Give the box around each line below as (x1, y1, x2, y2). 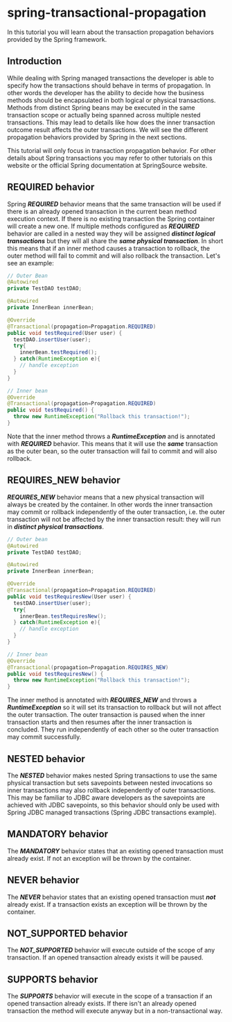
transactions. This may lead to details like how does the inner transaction (7, 118, 215, 126)
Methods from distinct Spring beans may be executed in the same (7, 103, 195, 112)
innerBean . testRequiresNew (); (19, 613, 107, 620)
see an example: (7, 258, 54, 267)
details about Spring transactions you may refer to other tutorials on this (7, 154, 213, 162)
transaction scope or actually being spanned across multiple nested (7, 110, 201, 119)
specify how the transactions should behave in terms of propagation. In (7, 81, 211, 90)
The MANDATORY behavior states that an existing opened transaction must (7, 846, 224, 855)
